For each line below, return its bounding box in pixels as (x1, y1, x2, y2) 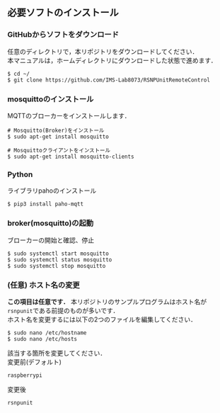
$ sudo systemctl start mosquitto (7, 250, 110, 257)
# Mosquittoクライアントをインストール (7, 147, 111, 154)
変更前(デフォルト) (7, 357, 62, 366)
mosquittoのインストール (7, 94, 94, 104)
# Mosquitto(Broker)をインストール (7, 127, 105, 134)
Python (7, 169, 33, 179)
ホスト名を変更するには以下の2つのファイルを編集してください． (7, 315, 197, 324)
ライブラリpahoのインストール (7, 186, 97, 195)
